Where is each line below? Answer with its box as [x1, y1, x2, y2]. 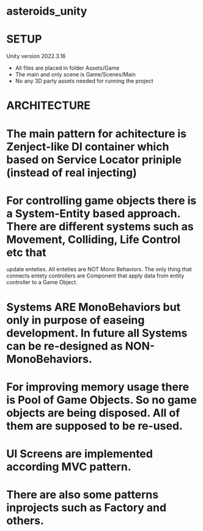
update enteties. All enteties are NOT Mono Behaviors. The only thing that [6, 266, 192, 273]
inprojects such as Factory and [6, 501, 167, 515]
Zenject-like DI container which [6, 139, 169, 153]
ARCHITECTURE [6, 99, 90, 112]
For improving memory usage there [6, 380, 190, 394]
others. [6, 514, 45, 528]
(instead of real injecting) [6, 166, 138, 180]
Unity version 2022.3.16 [6, 53, 66, 60]
